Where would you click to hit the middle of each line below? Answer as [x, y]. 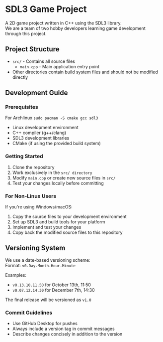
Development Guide [37, 93]
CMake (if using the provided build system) [56, 144]
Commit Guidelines [29, 313]
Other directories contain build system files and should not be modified [85, 72]
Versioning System [35, 248]
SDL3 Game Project [46, 9]
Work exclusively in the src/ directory [52, 172]
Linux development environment [45, 128]
